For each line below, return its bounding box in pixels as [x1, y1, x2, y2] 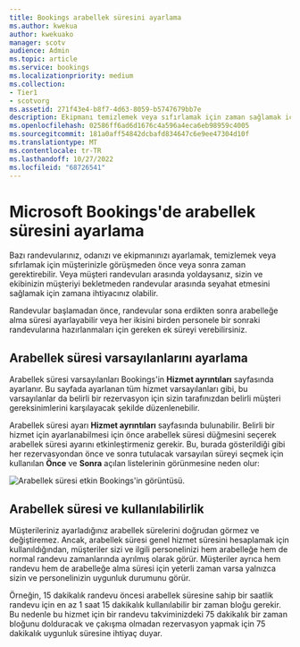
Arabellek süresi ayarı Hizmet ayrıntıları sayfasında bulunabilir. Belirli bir [9, 420, 275, 430]
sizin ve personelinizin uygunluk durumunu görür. [9, 572, 191, 583]
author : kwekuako [9, 30, 74, 38]
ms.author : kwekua [9, 21, 78, 30]
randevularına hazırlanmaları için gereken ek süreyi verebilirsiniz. [9, 324, 247, 336]
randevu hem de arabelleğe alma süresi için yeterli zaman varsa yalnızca [9, 563, 277, 574]
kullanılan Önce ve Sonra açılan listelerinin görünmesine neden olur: [9, 458, 261, 469]
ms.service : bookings [9, 64, 90, 72]
